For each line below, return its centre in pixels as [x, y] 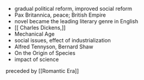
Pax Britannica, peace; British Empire [60, 15]
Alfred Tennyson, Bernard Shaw [54, 47]
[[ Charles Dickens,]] [40, 27]
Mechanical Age [34, 34]
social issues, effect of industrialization [63, 40]
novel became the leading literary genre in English [76, 21]
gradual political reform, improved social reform [73, 9]
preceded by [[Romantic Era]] [42, 71]
